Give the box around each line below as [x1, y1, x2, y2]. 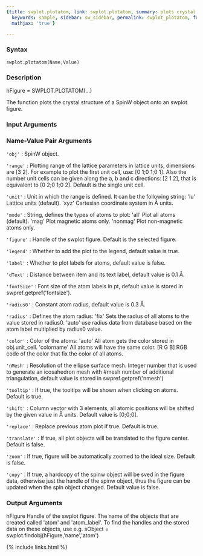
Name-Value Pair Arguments [6, 136, 92, 145]
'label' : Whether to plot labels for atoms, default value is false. [6, 259, 166, 266]
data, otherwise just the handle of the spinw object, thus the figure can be [6, 477, 190, 485]
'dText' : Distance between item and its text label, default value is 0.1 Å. [6, 271, 185, 279]
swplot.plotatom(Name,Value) [6, 59, 80, 65]
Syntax [6, 45, 28, 54]
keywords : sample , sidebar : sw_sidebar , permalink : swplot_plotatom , [11, 15, 190, 21]
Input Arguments [6, 120, 57, 128]
